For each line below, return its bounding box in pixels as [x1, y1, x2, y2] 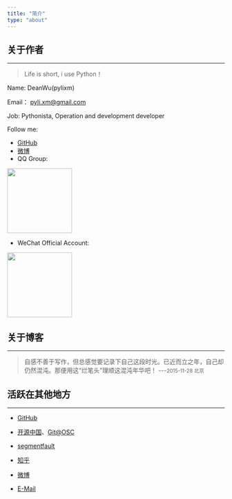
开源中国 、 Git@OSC [17, 428, 75, 436]
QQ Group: [17, 155, 48, 163]
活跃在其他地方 [7, 388, 71, 400]
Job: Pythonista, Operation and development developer [7, 112, 165, 120]
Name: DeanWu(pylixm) [7, 84, 75, 92]
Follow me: [7, 125, 38, 133]
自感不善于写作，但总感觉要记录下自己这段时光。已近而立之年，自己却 [23, 357, 224, 366]
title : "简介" [7, 10, 46, 17]
